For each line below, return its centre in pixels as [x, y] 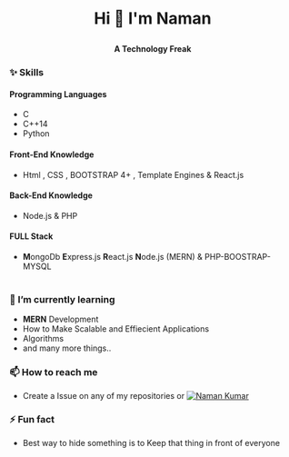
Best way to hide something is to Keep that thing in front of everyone [151, 442]
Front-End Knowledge [52, 154]
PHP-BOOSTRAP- [237, 256]
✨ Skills [27, 73]
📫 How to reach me [54, 373]
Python [36, 134]
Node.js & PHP [50, 215]
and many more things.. [67, 348]
